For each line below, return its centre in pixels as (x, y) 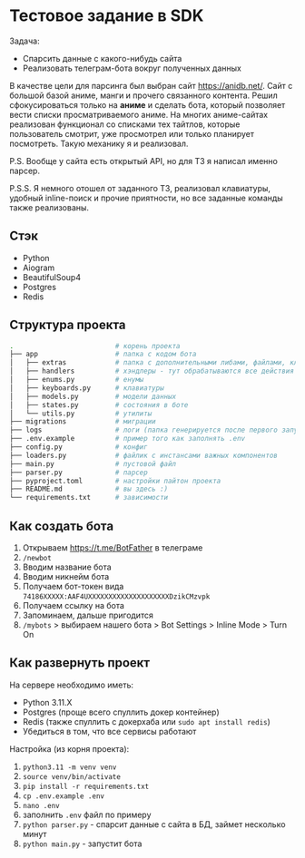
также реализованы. (49, 207)
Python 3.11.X (47, 702)
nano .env (41, 805)
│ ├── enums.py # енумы (77, 380)
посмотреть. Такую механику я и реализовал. (99, 143)
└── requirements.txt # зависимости (89, 498)
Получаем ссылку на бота (74, 605)
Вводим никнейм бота (66, 576)
